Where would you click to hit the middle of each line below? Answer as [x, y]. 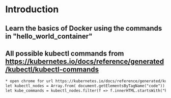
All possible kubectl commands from [65, 53]
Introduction [32, 9]
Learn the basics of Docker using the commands [84, 28]
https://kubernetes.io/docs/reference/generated [85, 62]
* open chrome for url [29, 81]
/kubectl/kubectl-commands [52, 69]
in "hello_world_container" [49, 36]
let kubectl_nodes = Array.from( [41, 86]
